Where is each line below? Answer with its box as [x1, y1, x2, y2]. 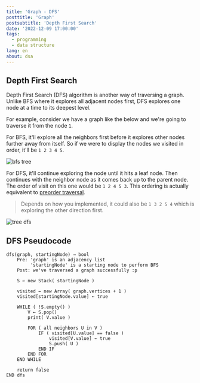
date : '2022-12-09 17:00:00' [6, 25, 79, 32]
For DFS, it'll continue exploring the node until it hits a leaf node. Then [6, 170, 178, 177]
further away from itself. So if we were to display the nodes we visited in [6, 140, 184, 147]
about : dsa [6, 53, 33, 59]
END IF [38, 346, 55, 352]
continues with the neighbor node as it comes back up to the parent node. [6, 176, 189, 183]
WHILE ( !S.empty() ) [17, 304, 70, 310]
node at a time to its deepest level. [6, 104, 91, 111]
